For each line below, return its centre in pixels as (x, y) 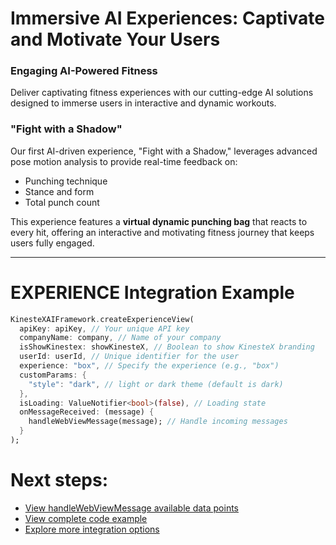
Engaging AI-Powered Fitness (84, 71)
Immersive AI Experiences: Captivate (167, 18)
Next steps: (59, 480)
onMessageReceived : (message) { (87, 412)
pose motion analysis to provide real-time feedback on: (124, 161)
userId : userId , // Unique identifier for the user (129, 357)
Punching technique (66, 181)
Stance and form (59, 191)
